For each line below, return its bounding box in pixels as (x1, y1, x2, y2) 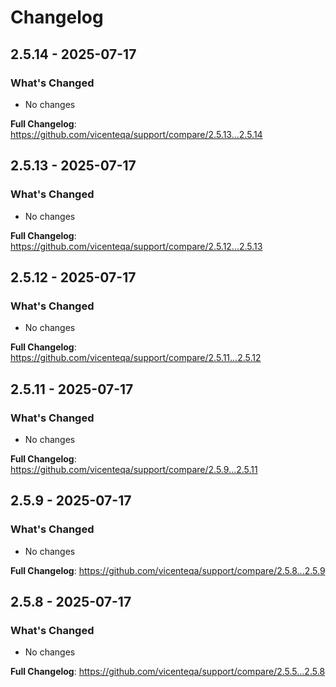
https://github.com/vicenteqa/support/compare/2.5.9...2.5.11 (10, 463, 258, 475)
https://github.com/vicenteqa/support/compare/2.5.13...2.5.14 (10, 128, 263, 140)
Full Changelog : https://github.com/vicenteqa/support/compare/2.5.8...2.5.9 (10, 564, 326, 576)
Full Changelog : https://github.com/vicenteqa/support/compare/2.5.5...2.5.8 (10, 666, 326, 678)
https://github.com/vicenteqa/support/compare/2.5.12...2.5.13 (10, 240, 263, 252)
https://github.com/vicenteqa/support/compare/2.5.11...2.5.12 (10, 352, 262, 364)
